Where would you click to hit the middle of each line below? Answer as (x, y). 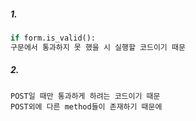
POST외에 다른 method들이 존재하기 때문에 (86, 106)
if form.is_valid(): (53, 38)
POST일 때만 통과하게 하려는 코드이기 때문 (85, 96)
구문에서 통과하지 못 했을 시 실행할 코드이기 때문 (98, 47)
